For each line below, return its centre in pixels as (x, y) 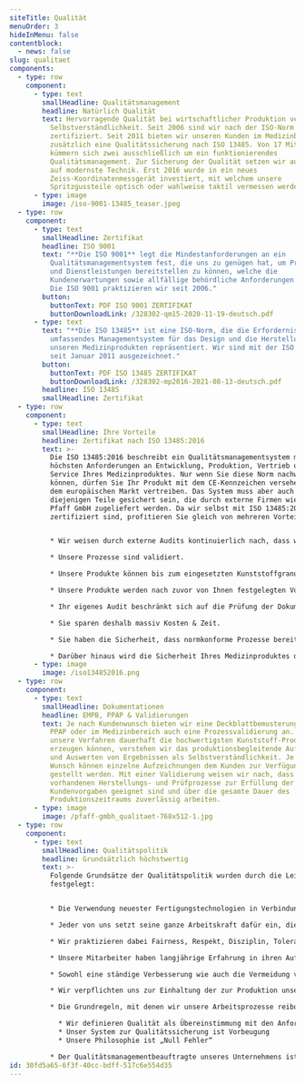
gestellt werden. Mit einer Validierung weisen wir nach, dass (172, 774)
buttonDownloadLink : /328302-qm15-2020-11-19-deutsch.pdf (162, 314)
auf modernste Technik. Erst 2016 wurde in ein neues (153, 170)
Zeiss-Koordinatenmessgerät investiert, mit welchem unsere (166, 178)
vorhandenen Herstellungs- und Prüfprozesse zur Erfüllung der (172, 783)
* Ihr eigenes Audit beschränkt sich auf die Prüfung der (162, 607)
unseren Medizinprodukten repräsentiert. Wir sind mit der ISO (172, 347)
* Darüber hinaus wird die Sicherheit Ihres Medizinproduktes (170, 656)
